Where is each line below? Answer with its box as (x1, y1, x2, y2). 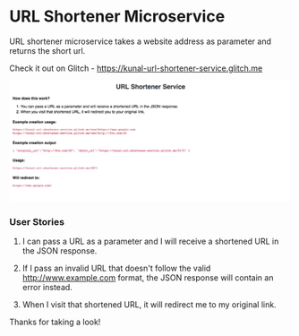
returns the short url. (9, 45, 86, 56)
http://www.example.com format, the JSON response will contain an (21, 272, 274, 283)
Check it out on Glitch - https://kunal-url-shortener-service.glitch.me (9, 63, 263, 73)
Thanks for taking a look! (9, 316, 101, 328)
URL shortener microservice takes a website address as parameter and (9, 36, 271, 47)
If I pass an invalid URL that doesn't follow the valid (21, 263, 211, 274)
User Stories (9, 215, 65, 228)
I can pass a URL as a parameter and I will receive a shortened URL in (21, 236, 279, 247)
